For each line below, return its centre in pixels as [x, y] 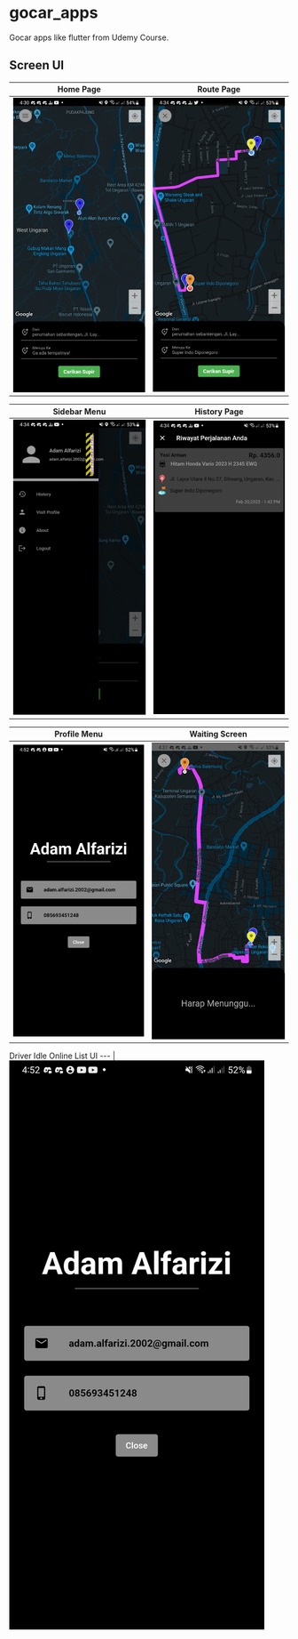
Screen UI [37, 65]
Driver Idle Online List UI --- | [63, 1056]
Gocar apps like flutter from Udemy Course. [89, 37]
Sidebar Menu [79, 411]
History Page [219, 411]
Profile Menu [79, 734]
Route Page [219, 89]
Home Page [79, 89]
